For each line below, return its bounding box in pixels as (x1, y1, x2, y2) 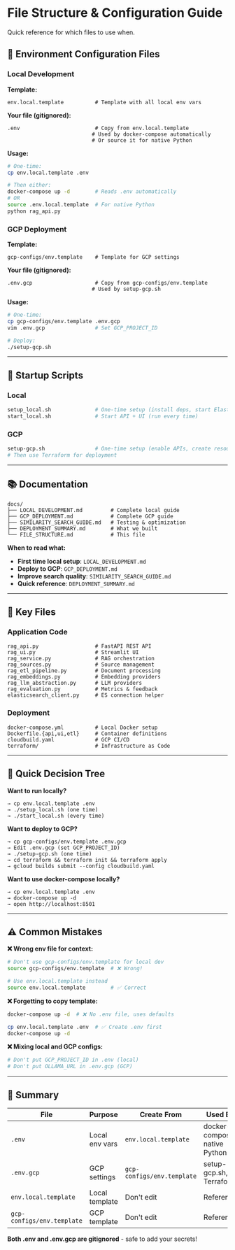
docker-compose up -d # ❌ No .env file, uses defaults (7, 1011, 175, 1018)
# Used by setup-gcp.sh (92, 285, 161, 293)
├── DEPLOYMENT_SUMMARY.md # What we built (7, 525, 158, 532)
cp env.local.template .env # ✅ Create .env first (7, 1023, 162, 1030)
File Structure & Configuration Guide (7, 5, 223, 21)
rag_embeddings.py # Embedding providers (7, 674, 161, 681)
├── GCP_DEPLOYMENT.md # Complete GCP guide (7, 513, 173, 520)
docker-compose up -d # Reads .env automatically (7, 188, 177, 195)
